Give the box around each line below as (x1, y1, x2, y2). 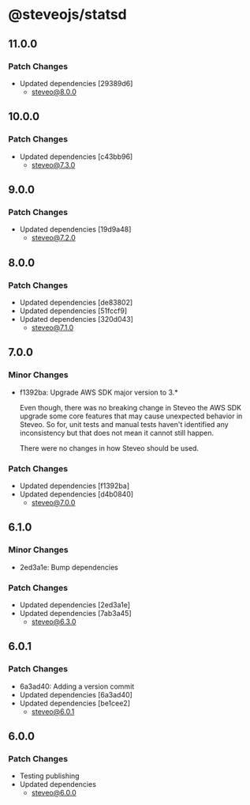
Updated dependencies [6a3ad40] (19, 690, 132, 699)
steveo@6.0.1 (31, 706, 75, 716)
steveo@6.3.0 (31, 617, 76, 626)
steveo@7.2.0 (31, 233, 76, 243)
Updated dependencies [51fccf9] (19, 306, 128, 316)
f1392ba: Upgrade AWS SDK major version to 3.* (19, 387, 179, 397)
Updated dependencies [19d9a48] (19, 225, 132, 234)
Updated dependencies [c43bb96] (19, 152, 133, 161)
